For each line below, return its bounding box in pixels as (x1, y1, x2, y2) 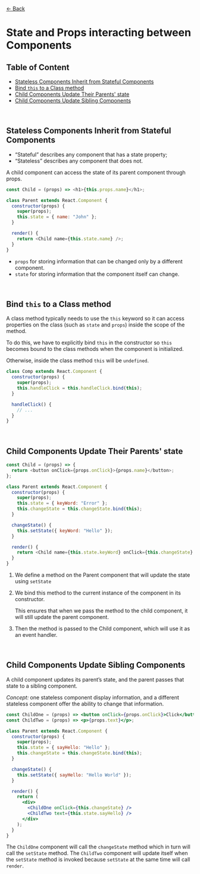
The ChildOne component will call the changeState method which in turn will (6, 843, 190, 851)
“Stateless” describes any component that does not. (14, 157, 143, 164)
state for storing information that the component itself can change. (14, 270, 180, 278)
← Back (6, 5, 25, 12)
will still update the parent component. (14, 614, 109, 621)
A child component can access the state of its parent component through (6, 169, 186, 176)
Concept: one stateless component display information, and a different (6, 693, 180, 701)
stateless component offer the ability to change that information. (6, 700, 164, 707)
